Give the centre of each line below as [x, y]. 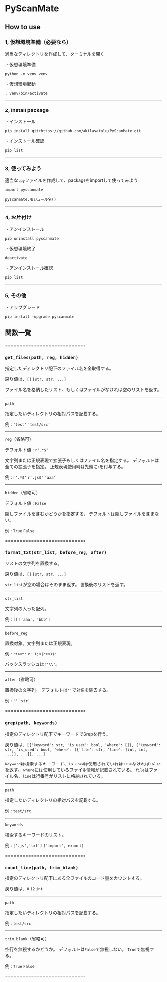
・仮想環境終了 [20, 248]
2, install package [27, 110]
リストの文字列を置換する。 [34, 563]
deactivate [16, 258]
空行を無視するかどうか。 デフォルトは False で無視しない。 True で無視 [78, 949]
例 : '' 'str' [18, 701]
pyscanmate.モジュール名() [31, 200]
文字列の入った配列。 [27, 609]
